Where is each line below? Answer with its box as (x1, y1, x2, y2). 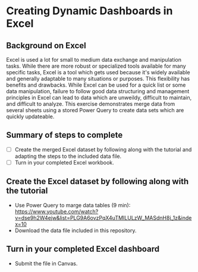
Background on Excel (6, 40, 86, 50)
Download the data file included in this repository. (14, 227, 137, 234)
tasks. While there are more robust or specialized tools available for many (6, 62, 186, 69)
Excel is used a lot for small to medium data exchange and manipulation (6, 56, 181, 63)
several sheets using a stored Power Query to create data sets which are (6, 107, 184, 113)
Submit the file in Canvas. (14, 260, 78, 267)
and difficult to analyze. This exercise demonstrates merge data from (6, 100, 175, 107)
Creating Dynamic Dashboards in (6, 4, 173, 18)
